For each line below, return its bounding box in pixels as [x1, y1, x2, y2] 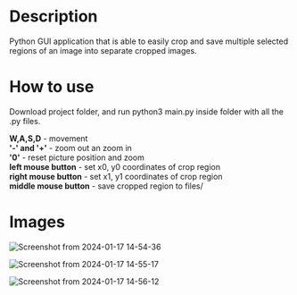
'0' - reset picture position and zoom [9, 152, 145, 163]
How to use [9, 77, 95, 97]
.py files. [9, 115, 41, 126]
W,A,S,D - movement [9, 132, 88, 144]
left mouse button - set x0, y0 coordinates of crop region [9, 161, 221, 172]
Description [9, 6, 98, 27]
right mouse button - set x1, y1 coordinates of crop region [9, 171, 223, 181]
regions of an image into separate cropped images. [9, 45, 198, 55]
